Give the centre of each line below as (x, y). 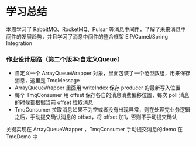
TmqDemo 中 (22, 137)
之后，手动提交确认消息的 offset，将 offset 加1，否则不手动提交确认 (96, 117)
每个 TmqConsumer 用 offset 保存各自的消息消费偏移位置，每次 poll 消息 (102, 95)
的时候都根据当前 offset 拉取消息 (54, 102)
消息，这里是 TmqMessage (47, 81)
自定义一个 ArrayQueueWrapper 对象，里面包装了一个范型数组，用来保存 (102, 73)
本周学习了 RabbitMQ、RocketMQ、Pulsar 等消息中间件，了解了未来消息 (93, 29)
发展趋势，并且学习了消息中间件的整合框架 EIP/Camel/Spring (95, 36)
